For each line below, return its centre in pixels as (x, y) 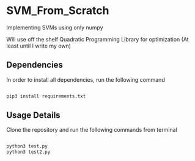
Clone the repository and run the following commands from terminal (92, 130)
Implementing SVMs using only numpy (55, 27)
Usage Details (33, 116)
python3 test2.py (28, 152)
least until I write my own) (39, 46)
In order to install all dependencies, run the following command (86, 79)
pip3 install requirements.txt (46, 96)
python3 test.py (27, 146)
